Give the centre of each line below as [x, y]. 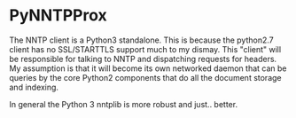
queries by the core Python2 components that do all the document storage [145, 77]
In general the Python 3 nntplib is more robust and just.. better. [123, 104]
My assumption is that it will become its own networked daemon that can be [148, 68]
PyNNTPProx [58, 16]
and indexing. [34, 87]
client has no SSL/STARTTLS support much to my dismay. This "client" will [145, 49]
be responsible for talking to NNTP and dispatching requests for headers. [143, 59]
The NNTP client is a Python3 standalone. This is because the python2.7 [141, 40]
